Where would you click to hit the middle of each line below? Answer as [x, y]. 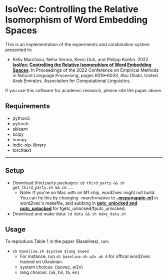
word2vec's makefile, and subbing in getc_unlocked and [78, 203]
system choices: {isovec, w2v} [51, 267]
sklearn [20, 129]
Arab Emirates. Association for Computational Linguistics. [71, 81]
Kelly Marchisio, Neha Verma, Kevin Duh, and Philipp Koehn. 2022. [81, 59]
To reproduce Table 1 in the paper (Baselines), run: [57, 241]
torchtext [22, 150]
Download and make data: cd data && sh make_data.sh [69, 213]
